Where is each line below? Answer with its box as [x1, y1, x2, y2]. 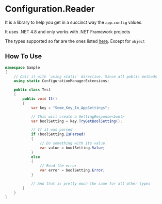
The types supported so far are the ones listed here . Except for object [5, 38, 146, 44]
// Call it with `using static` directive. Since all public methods [14, 74, 158, 79]
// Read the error [39, 163, 77, 168]
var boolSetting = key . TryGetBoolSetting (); [31, 119, 123, 124]
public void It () [22, 96, 57, 101]
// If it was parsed [31, 127, 73, 132]
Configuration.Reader [5, 3, 95, 15]
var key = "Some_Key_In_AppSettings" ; [31, 105, 110, 110]
